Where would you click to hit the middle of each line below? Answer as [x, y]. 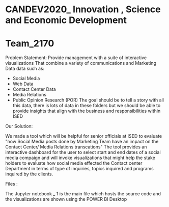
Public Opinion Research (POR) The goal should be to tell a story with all [88, 100]
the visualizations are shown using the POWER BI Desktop [66, 199]
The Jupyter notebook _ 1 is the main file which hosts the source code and [83, 194]
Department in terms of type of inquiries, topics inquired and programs [79, 169]
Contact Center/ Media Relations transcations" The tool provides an [76, 147]
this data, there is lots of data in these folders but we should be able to [87, 106]
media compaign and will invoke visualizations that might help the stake [80, 158]
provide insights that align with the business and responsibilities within [87, 111]
